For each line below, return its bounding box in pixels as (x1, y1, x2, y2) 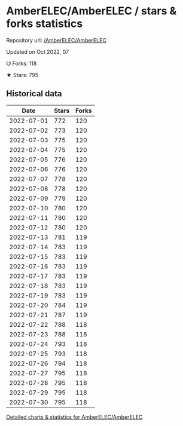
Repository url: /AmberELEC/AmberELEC (6, 36, 106, 44)
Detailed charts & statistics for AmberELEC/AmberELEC (6, 413, 143, 421)
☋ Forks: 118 (6, 60, 37, 67)
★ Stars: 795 (6, 71, 39, 78)
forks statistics (6, 17, 83, 30)
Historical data (6, 88, 62, 99)
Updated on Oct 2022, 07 (6, 48, 69, 55)
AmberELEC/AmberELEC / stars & (6, 4, 177, 18)
